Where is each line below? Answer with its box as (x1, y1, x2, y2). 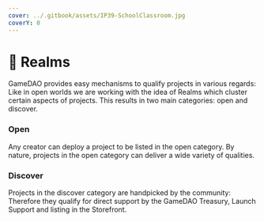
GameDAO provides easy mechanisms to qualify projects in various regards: (8, 79, 257, 88)
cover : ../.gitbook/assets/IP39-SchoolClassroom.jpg (8, 11, 186, 20)
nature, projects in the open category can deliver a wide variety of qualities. (8, 150, 255, 160)
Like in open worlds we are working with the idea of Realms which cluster (8, 88, 247, 97)
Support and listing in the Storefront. (8, 205, 127, 214)
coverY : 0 (8, 19, 41, 27)
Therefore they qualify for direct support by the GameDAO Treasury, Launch (8, 197, 256, 206)
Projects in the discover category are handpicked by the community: (8, 188, 232, 198)
